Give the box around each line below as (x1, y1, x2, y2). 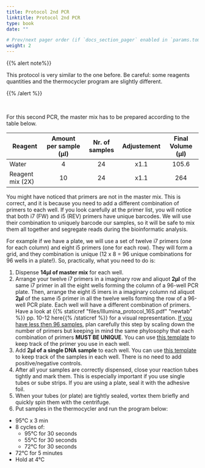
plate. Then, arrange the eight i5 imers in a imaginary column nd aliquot (15, 288, 195, 295)
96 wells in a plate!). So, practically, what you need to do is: (6, 257, 156, 264)
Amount (51, 134, 76, 142)
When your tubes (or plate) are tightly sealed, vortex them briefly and (15, 392, 190, 399)
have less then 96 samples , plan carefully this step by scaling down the (15, 321, 195, 327)
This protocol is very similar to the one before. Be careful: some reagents (6, 71, 190, 78)
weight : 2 (6, 43, 32, 49)
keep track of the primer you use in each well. (15, 340, 131, 347)
